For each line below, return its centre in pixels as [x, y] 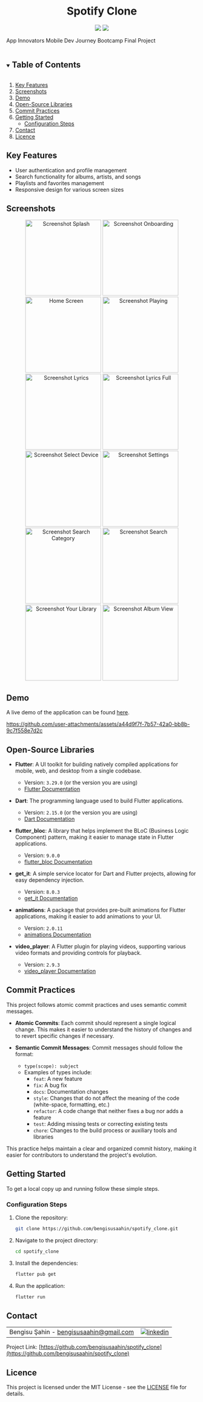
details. [15, 1394]
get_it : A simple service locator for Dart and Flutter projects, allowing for [105, 873]
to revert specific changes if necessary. [65, 1035]
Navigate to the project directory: [56, 1240]
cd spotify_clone [37, 1251]
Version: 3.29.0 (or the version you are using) [81, 782]
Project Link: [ [24, 1347]
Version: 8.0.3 [42, 892]
